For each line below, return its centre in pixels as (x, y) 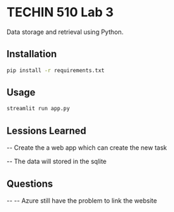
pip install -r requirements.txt (56, 70)
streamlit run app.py (38, 109)
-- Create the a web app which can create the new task (87, 148)
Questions (30, 183)
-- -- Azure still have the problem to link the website (82, 200)
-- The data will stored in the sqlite (57, 161)
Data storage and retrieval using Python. (65, 32)
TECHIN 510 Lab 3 (60, 12)
